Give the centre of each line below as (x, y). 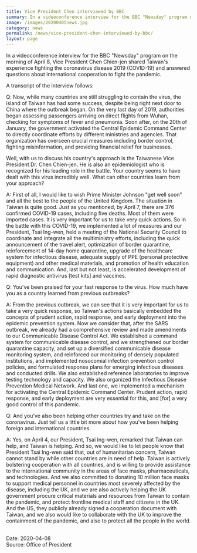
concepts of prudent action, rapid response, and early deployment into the (96, 317)
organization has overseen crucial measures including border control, (90, 141)
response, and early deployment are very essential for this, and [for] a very (97, 398)
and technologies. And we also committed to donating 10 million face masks (98, 477)
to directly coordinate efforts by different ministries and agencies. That (91, 134)
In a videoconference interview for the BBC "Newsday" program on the (92, 55)
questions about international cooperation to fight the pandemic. (84, 74)
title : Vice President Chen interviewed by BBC (65, 11)
